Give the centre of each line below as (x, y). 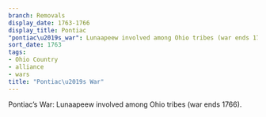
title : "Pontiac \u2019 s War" (56, 81)
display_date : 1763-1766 (49, 23)
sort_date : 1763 (35, 45)
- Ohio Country (33, 60)
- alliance (26, 67)
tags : (17, 52)
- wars (19, 74)
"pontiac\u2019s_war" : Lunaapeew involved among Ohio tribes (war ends (129, 38)
